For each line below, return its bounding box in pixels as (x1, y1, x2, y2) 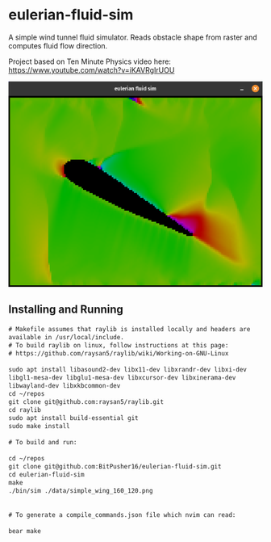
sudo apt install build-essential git (8, 414, 139, 422)
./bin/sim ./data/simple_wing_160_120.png (8, 486, 153, 494)
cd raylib (8, 405, 42, 414)
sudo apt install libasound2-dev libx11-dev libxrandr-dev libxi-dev (8, 365, 248, 373)
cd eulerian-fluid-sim (8, 470, 85, 478)
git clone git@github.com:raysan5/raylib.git (8, 397, 164, 405)
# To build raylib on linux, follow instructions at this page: (8, 341, 229, 349)
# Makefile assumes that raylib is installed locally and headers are (8, 325, 251, 333)
